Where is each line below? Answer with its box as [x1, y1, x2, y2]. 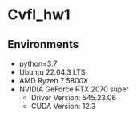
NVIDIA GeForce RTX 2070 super [18, 84, 129, 94]
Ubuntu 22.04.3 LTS [18, 67, 86, 77]
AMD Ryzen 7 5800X [18, 76, 89, 85]
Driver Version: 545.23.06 [30, 93, 117, 102]
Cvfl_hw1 [7, 6, 71, 24]
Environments [7, 38, 79, 51]
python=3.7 [18, 58, 58, 68]
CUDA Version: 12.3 [30, 102, 96, 111]
